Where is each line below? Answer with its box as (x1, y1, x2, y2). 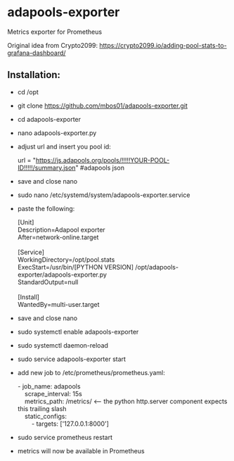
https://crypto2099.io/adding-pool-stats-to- (99, 41, 227, 49)
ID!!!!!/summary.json (17, 163, 76, 172)
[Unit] (17, 217, 34, 226)
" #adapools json (75, 163, 125, 172)
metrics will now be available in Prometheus (17, 446, 145, 455)
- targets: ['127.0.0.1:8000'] (31, 419, 109, 428)
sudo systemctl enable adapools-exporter (17, 327, 139, 336)
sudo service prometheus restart (17, 433, 112, 441)
